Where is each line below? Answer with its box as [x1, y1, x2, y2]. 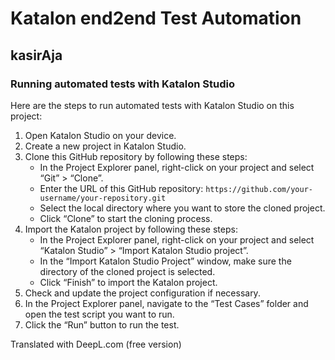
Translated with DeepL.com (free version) [10, 338, 182, 350]
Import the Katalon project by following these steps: [24, 223, 238, 235]
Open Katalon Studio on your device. [24, 129, 177, 141]
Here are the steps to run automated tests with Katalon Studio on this [10, 99, 295, 111]
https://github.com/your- [205, 184, 313, 194]
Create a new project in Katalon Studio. [24, 140, 187, 152]
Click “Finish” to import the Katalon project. [39, 276, 218, 288]
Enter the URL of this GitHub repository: [39, 182, 204, 194]
